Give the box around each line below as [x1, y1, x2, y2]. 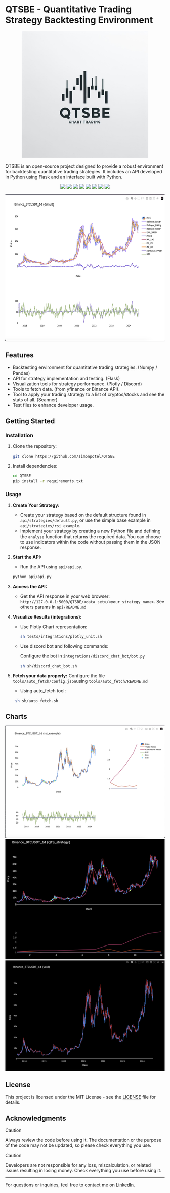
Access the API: [12, 584, 47, 590]
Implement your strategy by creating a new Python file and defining [20, 528, 161, 534]
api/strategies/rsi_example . [20, 523, 81, 529]
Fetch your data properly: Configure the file [12, 672, 105, 679]
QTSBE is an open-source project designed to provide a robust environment [5, 163, 163, 169]
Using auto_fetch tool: [20, 687, 66, 694]
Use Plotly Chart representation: [20, 624, 88, 630]
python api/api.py [12, 574, 52, 580]
